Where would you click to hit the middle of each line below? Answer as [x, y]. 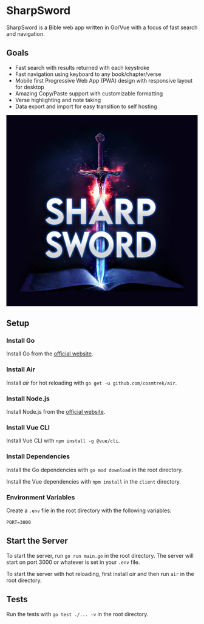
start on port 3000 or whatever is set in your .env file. [73, 562]
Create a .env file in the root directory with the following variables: [89, 510]
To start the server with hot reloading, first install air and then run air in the [100, 574]
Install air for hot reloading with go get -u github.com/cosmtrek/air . [92, 383]
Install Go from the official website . [50, 354]
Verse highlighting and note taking [58, 100]
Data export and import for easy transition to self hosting [86, 106]
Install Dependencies [38, 456]
